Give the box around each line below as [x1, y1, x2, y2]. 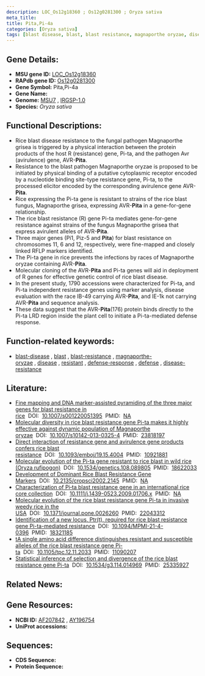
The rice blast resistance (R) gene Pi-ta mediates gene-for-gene [15, 214, 177, 222]
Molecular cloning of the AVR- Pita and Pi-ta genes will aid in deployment [15, 266, 199, 274]
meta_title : [6, 15, 37, 21]
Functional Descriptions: [6, 120, 102, 131]
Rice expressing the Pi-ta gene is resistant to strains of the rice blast [15, 195, 187, 202]
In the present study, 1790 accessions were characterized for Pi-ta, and [15, 279, 195, 287]
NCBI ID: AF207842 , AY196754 [15, 616, 95, 623]
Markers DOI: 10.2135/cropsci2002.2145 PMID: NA [15, 477, 148, 484]
